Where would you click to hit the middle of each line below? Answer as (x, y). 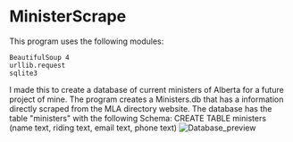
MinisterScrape (68, 17)
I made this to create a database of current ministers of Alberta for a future (146, 89)
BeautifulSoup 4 (39, 57)
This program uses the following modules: (87, 41)
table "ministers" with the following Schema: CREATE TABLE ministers (138, 118)
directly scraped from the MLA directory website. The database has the (141, 108)
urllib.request (38, 65)
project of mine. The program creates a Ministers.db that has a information (146, 99)
